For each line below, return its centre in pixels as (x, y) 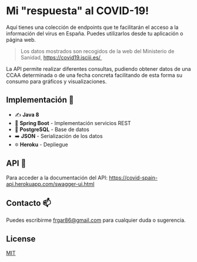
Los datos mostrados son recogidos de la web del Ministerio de (97, 51)
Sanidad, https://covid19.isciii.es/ (61, 57)
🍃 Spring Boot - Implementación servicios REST (73, 123)
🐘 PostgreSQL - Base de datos (52, 129)
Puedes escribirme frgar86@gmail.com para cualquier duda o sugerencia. (96, 220)
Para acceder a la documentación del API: (57, 178)
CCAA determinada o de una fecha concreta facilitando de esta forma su (94, 75)
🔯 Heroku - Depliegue (41, 144)
